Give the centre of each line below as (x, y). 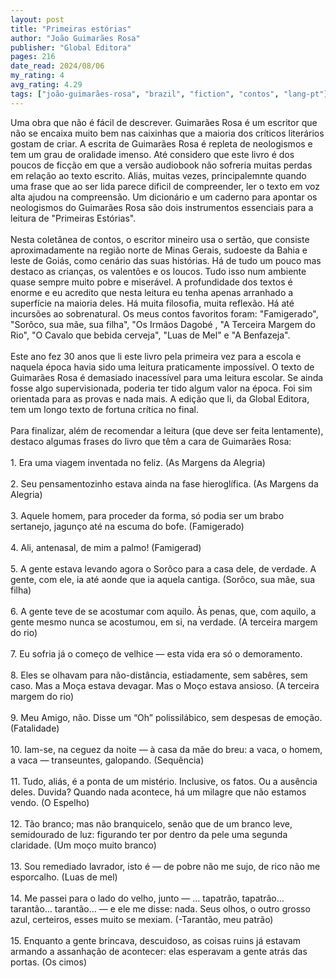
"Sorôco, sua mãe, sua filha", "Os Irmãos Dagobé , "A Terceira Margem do (163, 324)
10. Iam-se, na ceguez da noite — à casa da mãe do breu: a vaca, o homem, (166, 749)
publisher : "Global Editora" (71, 47)
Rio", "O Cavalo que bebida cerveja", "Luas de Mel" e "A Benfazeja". (150, 335)
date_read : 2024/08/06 (57, 66)
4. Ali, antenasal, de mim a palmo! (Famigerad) (106, 547)
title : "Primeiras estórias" (71, 29)
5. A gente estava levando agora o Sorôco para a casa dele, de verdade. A (163, 568)
